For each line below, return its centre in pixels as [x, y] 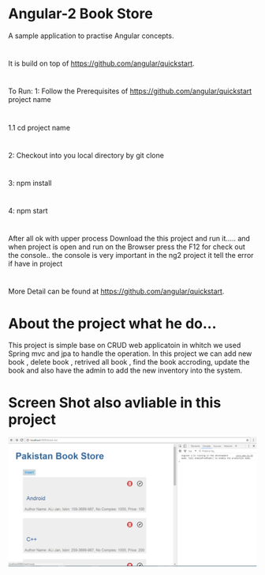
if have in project [35, 264]
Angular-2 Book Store [81, 14]
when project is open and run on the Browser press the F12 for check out [127, 247]
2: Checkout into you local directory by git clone [86, 155]
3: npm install [30, 183]
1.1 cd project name [39, 127]
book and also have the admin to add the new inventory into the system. [125, 371]
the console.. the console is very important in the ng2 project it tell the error [131, 255]
